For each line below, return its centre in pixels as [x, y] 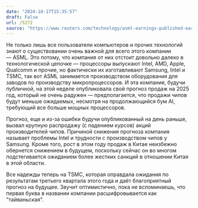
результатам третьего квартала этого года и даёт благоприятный [89, 181]
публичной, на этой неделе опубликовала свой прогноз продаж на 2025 [98, 89]
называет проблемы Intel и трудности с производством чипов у [87, 138]
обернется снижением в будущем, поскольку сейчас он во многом [91, 151]
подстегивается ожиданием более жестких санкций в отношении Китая [97, 157]
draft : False [22, 17]
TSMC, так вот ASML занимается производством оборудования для [92, 76]
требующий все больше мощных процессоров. [66, 108]
